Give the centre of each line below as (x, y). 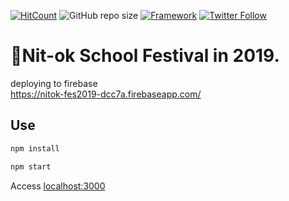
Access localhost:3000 (58, 186)
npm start (31, 166)
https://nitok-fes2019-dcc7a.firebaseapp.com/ (106, 94)
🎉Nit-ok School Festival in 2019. (145, 56)
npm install (35, 148)
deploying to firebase (54, 83)
